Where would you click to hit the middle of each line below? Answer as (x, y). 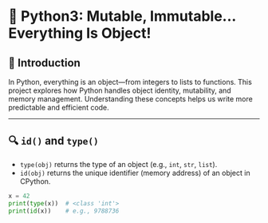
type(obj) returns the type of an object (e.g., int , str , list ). (118, 164)
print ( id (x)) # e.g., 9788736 (64, 211)
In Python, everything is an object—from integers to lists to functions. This (130, 82)
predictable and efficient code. (59, 108)
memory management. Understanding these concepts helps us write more (130, 99)
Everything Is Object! (80, 33)
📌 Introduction (45, 63)
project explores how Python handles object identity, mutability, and (120, 90)
